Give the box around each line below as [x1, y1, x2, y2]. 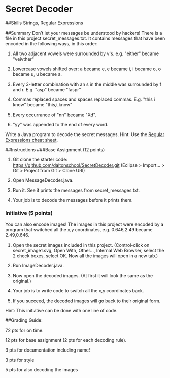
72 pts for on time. [5, 327, 44, 334]
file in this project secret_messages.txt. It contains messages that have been [5, 35, 165, 41]
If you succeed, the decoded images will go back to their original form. [12, 298, 161, 304]
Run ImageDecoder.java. [12, 263, 64, 269]
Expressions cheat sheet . [5, 137, 58, 143]
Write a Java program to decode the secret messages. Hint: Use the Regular [5, 131, 165, 138]
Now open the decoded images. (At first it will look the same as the [12, 273, 153, 279]
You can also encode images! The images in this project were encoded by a [5, 221, 164, 227]
